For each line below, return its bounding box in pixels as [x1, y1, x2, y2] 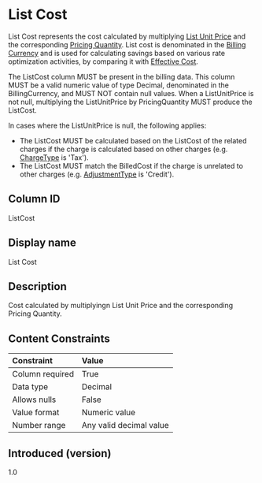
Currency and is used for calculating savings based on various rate [8, 48, 226, 58]
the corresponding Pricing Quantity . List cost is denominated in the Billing [8, 39, 246, 49]
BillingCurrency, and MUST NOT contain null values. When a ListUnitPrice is [8, 88, 254, 98]
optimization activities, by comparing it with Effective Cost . [8, 57, 199, 66]
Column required [12, 369, 75, 380]
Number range [12, 420, 66, 431]
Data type [12, 381, 49, 392]
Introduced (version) [8, 447, 112, 460]
